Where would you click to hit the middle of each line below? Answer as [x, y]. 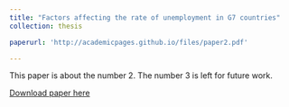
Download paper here [50, 93]
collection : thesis [46, 26]
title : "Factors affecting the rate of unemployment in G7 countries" [145, 18]
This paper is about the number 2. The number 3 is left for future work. [141, 76]
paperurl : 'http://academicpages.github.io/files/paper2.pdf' [129, 42]
